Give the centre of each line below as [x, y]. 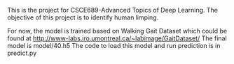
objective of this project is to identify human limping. [83, 17]
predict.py [22, 53]
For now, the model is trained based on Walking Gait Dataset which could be [117, 31]
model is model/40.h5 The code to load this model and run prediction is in [114, 46]
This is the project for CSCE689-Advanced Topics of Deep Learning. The [113, 10]
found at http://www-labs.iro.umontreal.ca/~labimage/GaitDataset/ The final [117, 38]
